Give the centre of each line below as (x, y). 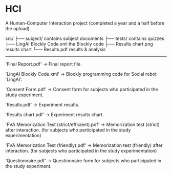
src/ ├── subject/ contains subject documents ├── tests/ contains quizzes (85, 38)
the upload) (17, 28)
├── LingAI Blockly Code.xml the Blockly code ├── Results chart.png (79, 43)
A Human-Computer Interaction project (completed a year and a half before (85, 23)
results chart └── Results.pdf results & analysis (56, 49)
